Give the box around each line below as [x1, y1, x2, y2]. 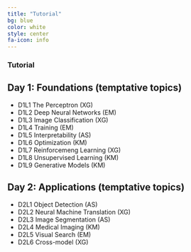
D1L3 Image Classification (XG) [17, 115, 109, 124]
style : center [7, 30, 50, 38]
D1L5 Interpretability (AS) [17, 130, 92, 139]
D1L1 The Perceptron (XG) [17, 101, 94, 109]
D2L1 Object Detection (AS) [17, 200, 98, 209]
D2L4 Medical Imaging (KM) [17, 222, 101, 231]
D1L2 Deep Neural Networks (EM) [17, 108, 117, 117]
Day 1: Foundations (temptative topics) [7, 82, 182, 94]
